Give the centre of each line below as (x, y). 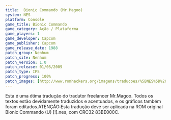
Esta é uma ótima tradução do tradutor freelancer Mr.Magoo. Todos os (79, 95)
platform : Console (25, 19)
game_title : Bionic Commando (36, 24)
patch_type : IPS (22, 72)
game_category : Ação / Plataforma (42, 29)
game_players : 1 (22, 34)
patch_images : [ (22, 81)
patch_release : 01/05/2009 (34, 67)
